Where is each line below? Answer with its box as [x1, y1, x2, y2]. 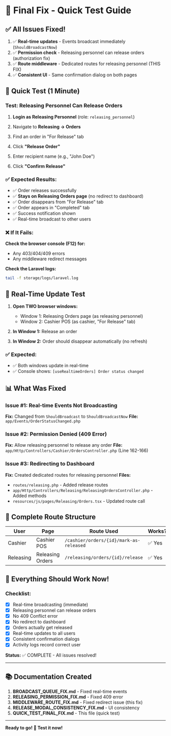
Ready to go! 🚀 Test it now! [5, 725, 63, 731]
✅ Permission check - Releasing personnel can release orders [12, 49, 145, 56]
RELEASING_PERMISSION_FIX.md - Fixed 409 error [12, 694, 124, 700]
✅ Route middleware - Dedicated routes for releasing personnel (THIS [12, 61, 161, 67]
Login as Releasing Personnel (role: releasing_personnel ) [12, 114, 135, 120]
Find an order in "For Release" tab [12, 133, 84, 140]
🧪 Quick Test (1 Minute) [5, 87, 80, 96]
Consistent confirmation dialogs [12, 636, 80, 642]
